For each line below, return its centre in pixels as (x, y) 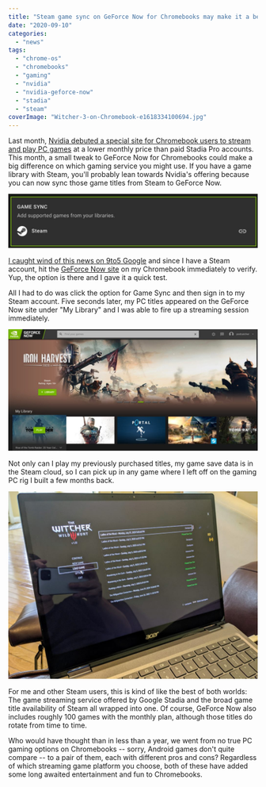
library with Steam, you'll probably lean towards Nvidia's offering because (129, 175)
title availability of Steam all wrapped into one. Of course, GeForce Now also (133, 708)
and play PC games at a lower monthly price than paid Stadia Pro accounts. (131, 149)
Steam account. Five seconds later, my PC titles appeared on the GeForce (129, 301)
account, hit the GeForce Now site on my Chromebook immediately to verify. (133, 269)
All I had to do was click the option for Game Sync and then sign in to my (127, 293)
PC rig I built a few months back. (61, 480)
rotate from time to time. (47, 725)
